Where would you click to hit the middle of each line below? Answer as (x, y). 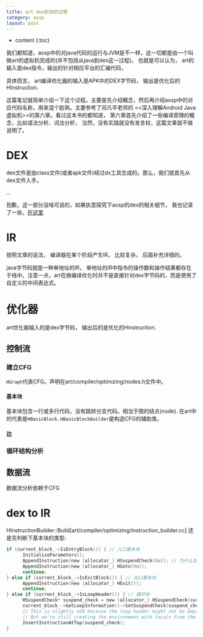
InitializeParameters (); (53, 555)
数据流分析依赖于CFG (33, 488)
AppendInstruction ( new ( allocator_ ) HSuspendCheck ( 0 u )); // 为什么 (108, 561)
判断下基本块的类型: (41, 538)
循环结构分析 (25, 451)
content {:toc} (32, 41)
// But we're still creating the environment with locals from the (109, 617)
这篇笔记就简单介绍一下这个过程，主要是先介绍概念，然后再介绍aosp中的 (97, 100)
